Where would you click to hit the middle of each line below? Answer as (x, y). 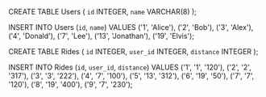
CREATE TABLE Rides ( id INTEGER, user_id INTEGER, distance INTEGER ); (133, 51)
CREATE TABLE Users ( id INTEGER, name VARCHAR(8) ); (103, 12)
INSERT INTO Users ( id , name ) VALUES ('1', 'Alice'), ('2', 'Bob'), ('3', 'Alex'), (131, 27)
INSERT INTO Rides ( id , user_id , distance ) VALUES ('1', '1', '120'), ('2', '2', (130, 67)
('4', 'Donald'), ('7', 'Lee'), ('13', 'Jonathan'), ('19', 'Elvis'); (102, 36)
